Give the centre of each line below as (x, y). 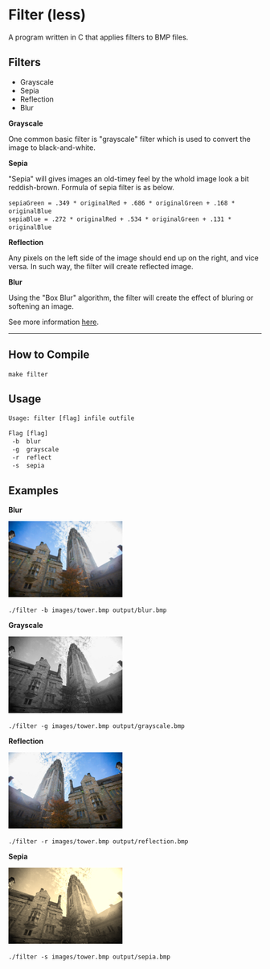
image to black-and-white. (52, 148)
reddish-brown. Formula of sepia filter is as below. (92, 187)
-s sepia (28, 466)
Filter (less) (47, 15)
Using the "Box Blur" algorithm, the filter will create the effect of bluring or (131, 297)
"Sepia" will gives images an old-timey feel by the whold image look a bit (129, 178)
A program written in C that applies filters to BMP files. (98, 37)
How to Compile (49, 355)
